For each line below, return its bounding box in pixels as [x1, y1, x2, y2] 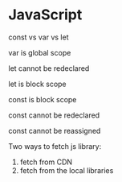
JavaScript [8, 6, 83, 24]
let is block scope [8, 79, 67, 89]
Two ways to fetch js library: [8, 141, 102, 151]
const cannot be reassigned [8, 126, 101, 135]
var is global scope [8, 48, 71, 57]
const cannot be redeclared [8, 110, 100, 120]
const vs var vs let [8, 32, 69, 42]
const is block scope [8, 94, 77, 104]
